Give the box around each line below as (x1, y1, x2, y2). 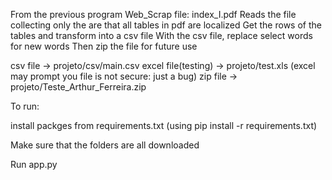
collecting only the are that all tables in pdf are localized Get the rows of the (10, 19, 322, 31)
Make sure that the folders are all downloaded (10, 139, 200, 151)
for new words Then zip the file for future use (10, 40, 198, 52)
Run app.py (10, 159, 58, 170)
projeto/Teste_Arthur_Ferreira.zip (10, 81, 147, 93)
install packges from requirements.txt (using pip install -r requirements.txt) (10, 120, 318, 131)
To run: (10, 100, 40, 112)
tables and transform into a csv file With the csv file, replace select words (10, 30, 313, 41)
